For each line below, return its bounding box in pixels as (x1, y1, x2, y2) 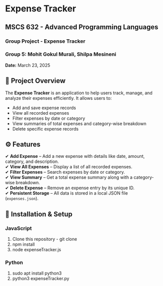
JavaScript (5, 224, 32, 231)
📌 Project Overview (5, 76, 66, 85)
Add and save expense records (12, 105, 76, 111)
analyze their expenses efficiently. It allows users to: (5, 95, 112, 101)
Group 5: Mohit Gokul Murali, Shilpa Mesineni (5, 51, 116, 58)
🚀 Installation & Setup (5, 210, 73, 218)
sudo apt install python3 (12, 270, 62, 276)
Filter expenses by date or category (12, 115, 85, 121)
